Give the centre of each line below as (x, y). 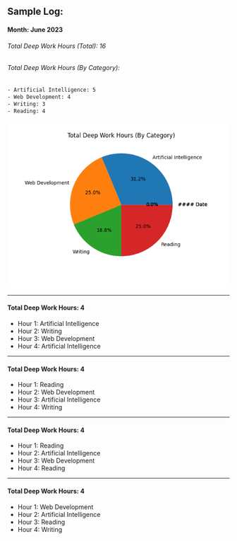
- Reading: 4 (26, 111)
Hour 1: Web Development (55, 507)
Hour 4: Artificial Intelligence (59, 346)
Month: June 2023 (35, 29)
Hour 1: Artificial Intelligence (59, 324)
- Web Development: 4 (39, 97)
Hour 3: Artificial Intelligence (59, 400)
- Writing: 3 (26, 104)
